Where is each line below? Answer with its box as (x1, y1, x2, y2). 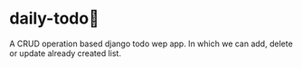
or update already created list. (9, 47, 122, 58)
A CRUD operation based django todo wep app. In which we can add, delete (9, 38, 294, 49)
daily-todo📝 (9, 8, 99, 29)
